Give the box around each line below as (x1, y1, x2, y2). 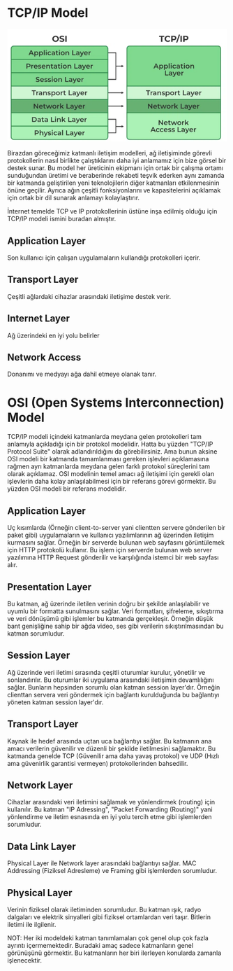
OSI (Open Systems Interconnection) (7, 394, 225, 410)
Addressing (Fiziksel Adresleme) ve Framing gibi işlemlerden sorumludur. (7, 867, 218, 875)
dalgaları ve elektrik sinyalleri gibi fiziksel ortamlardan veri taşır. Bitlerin (7, 913, 211, 921)
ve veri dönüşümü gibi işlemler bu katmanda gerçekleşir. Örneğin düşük (7, 615, 214, 622)
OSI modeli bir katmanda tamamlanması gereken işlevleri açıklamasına (7, 455, 209, 463)
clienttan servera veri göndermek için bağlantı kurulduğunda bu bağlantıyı (7, 690, 220, 699)
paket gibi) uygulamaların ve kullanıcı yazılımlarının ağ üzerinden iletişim (7, 531, 214, 540)
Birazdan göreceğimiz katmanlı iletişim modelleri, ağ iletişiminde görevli (7, 149, 213, 158)
